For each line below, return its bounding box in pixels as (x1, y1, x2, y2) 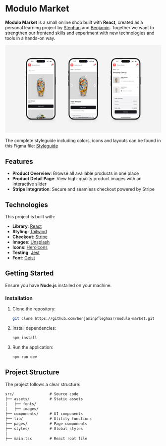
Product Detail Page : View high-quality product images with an (12, 176, 142, 182)
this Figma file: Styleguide (5, 143, 58, 149)
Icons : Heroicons (12, 245, 48, 250)
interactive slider (12, 181, 47, 187)
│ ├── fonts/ (5, 401, 37, 406)
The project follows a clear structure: (5, 381, 81, 387)
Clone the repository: (12, 306, 56, 312)
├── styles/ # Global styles (5, 426, 83, 431)
